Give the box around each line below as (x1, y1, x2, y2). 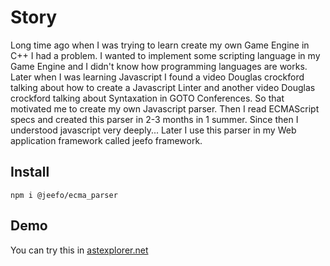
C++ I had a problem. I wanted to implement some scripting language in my (10, 49, 321, 61)
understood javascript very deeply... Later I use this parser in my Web (10, 124, 297, 136)
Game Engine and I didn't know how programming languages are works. (10, 60, 308, 72)
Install (10, 164, 50, 181)
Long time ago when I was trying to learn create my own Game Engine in (10, 39, 310, 51)
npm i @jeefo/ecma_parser (10, 190, 118, 200)
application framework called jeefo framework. (10, 134, 203, 146)
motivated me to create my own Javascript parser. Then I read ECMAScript (10, 102, 320, 115)
